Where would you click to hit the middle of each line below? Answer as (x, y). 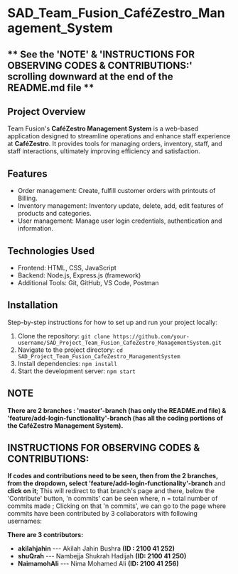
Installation (33, 305)
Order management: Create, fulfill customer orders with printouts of (117, 191)
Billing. (27, 198)
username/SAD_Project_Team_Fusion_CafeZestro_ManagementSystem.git (119, 343)
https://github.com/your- (151, 336)
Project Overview (47, 111)
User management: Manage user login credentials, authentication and (120, 221)
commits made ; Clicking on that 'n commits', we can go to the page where (117, 506)
